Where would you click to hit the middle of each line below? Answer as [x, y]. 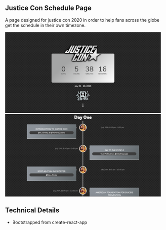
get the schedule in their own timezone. [45, 25]
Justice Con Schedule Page [48, 8]
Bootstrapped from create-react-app [50, 222]
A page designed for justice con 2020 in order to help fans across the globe [82, 20]
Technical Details [32, 211]
